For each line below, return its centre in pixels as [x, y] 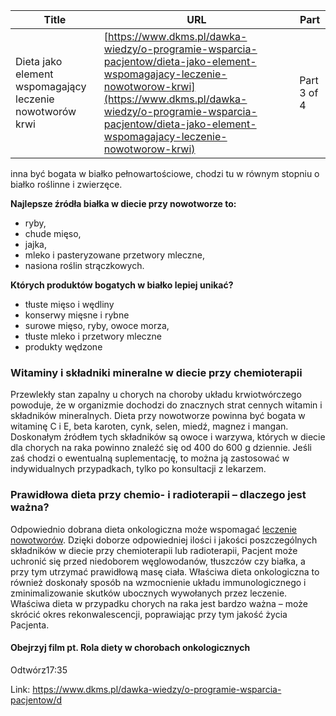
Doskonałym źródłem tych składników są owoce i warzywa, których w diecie [168, 437]
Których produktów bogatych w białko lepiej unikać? [122, 285]
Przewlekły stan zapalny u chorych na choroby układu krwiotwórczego [156, 395]
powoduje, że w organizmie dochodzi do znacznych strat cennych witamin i [166, 405]
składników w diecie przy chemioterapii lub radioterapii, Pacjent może [154, 550]
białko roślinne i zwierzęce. [66, 184]
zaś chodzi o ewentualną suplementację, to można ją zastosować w [150, 458]
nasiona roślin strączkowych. [84, 265]
